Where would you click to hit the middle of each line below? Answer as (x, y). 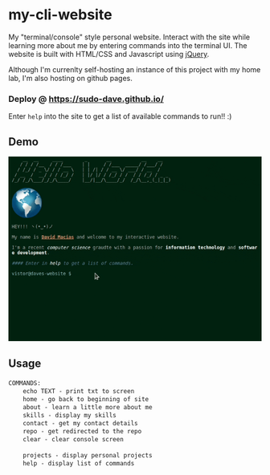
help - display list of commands (79, 463)
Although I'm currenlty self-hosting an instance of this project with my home (135, 69)
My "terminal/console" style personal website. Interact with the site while (129, 37)
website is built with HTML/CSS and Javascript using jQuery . (109, 54)
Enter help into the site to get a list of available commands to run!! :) (120, 116)
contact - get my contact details (80, 423)
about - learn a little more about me (88, 407)
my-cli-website (60, 15)
